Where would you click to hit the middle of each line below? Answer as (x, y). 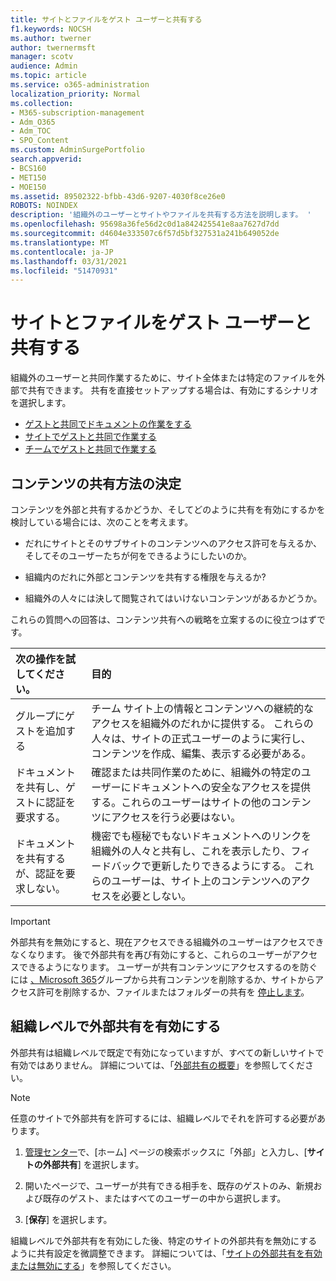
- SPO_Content (40, 141)
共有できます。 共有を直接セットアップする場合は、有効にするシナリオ (173, 390)
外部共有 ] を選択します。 (93, 1164)
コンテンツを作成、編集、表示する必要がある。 (201, 753)
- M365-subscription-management (77, 112)
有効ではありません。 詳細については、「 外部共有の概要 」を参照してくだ (157, 1065)
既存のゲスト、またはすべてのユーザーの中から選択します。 (164, 1198)
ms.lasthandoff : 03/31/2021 (69, 261)
